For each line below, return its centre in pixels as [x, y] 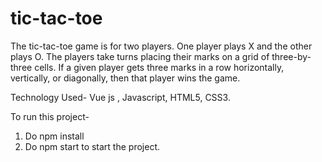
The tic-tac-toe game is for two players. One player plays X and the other [161, 46]
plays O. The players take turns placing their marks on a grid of [140, 56]
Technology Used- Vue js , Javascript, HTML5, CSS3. [120, 97]
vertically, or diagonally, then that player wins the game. [125, 78]
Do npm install [54, 136]
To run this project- [50, 116]
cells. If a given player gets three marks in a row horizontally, [159, 67]
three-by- [291, 56]
